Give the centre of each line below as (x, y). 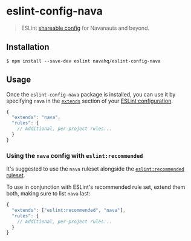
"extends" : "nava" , (36, 117)
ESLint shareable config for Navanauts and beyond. (85, 28)
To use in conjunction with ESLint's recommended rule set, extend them (96, 187)
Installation (28, 47)
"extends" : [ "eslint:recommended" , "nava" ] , (69, 210)
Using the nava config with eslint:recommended (75, 155)
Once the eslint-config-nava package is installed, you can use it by (91, 94)
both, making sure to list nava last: (48, 194)
